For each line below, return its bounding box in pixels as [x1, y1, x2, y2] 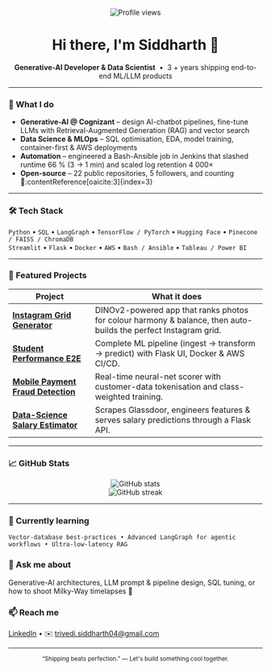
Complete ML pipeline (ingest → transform [94, 337, 256, 348]
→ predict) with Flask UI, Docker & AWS [94, 348, 245, 359]
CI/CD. [94, 357, 120, 369]
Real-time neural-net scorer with [94, 371, 222, 382]
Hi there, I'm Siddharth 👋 [52, 36, 219, 54]
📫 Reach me [8, 606, 59, 618]
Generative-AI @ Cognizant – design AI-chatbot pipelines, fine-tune [19, 117, 248, 127]
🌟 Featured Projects [8, 270, 87, 281]
